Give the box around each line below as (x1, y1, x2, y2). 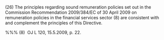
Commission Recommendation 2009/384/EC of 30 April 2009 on (5, 9, 137, 15)
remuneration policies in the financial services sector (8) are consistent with (5, 15, 159, 20)
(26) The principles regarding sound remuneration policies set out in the (5, 4, 151, 10)
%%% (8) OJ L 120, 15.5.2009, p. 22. (5, 30, 81, 35)
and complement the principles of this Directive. (5, 20, 102, 26)
